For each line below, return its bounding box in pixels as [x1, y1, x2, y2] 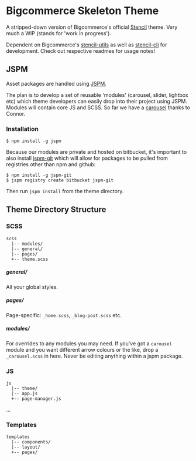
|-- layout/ [11, 445, 41, 450]
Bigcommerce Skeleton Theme [6, 4, 159, 18]
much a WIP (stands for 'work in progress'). [6, 29, 111, 36]
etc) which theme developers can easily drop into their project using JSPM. [6, 97, 188, 105]
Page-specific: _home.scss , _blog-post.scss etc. [6, 311, 122, 318]
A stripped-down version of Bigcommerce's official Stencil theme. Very [6, 23, 178, 31]
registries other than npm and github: [6, 161, 96, 168]
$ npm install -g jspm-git [6, 172, 72, 179]
